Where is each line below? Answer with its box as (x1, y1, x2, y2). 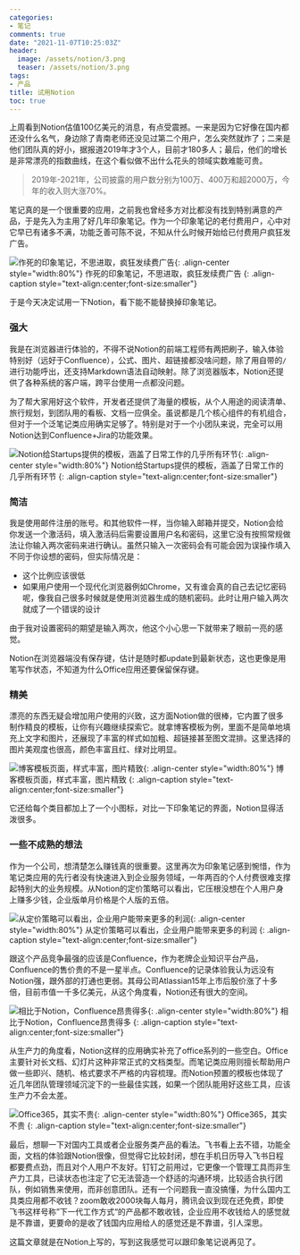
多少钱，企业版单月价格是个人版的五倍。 (24, 894, 174, 904)
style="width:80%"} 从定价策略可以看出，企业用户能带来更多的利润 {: (9, 924, 265, 935)
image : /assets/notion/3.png (17, 55, 126, 64)
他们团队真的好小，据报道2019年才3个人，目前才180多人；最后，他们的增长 (9, 144, 287, 155)
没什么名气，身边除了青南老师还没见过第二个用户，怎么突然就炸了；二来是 (16, 133, 291, 144)
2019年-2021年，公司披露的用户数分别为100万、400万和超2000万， (30, 174, 283, 185)
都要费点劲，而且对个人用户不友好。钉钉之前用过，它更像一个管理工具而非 (9, 1161, 283, 1172)
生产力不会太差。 (9, 1090, 72, 1100)
